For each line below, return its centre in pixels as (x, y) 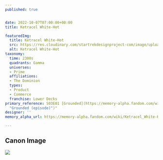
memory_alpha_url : (24, 117)
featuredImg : (18, 36)
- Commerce (20, 94)
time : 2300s (22, 58)
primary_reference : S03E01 (32, 103)
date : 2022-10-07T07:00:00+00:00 (39, 22)
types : (16, 85)
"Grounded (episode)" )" (33, 108)
